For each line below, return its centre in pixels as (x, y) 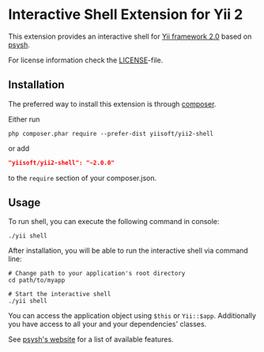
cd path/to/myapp (37, 281)
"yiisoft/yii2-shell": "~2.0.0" (61, 163)
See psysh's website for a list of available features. (91, 339)
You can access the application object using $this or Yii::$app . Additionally (132, 316)
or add (19, 148)
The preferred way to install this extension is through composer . (112, 103)
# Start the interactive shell (60, 294)
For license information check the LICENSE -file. (86, 60)
